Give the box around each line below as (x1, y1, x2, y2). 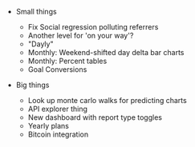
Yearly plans (27, 121, 70, 130)
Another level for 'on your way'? (27, 31, 134, 40)
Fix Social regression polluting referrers (27, 22, 159, 31)
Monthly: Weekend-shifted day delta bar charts (27, 48, 185, 57)
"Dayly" (27, 39, 54, 49)
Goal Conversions (27, 65, 87, 74)
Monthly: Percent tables (27, 56, 108, 66)
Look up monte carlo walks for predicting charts (27, 96, 187, 105)
